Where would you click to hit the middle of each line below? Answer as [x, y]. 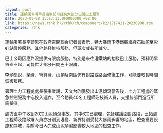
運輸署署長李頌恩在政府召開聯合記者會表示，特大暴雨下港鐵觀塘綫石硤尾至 [79, 42]
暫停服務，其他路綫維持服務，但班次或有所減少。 [62, 48]
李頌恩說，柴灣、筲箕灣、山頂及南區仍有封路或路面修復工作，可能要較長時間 [81, 75]
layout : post [18, 9]
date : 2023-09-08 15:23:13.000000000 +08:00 [51, 18]
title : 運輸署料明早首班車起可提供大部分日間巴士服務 [52, 14]
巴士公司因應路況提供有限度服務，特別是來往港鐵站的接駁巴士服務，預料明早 [81, 58]
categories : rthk [23, 28]
